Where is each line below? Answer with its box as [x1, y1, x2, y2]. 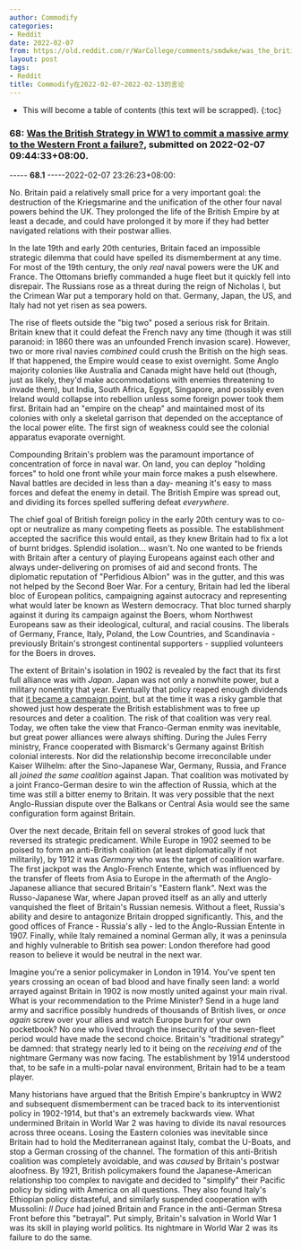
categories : [9, 22, 54, 31]
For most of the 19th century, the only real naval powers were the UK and [9, 261, 279, 272]
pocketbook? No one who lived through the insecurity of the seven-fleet [9, 1024, 276, 1035]
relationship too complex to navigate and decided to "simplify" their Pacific [9, 1175, 286, 1185]
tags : [9, 64, 30, 73]
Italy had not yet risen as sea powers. [9, 300, 148, 310]
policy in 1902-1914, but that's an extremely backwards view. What [9, 1107, 255, 1118]
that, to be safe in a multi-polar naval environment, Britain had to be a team [9, 1062, 286, 1072]
